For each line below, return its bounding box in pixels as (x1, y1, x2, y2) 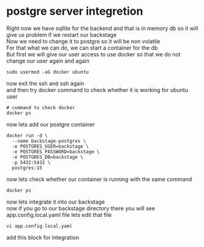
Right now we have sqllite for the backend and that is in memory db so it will (6, 25, 198, 32)
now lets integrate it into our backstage (6, 198, 105, 205)
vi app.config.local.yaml (6, 222, 72, 229)
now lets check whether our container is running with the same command (6, 175, 192, 183)
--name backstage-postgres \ (12, 138, 86, 144)
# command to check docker (6, 104, 75, 111)
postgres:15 (12, 164, 43, 171)
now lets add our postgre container (6, 121, 95, 128)
